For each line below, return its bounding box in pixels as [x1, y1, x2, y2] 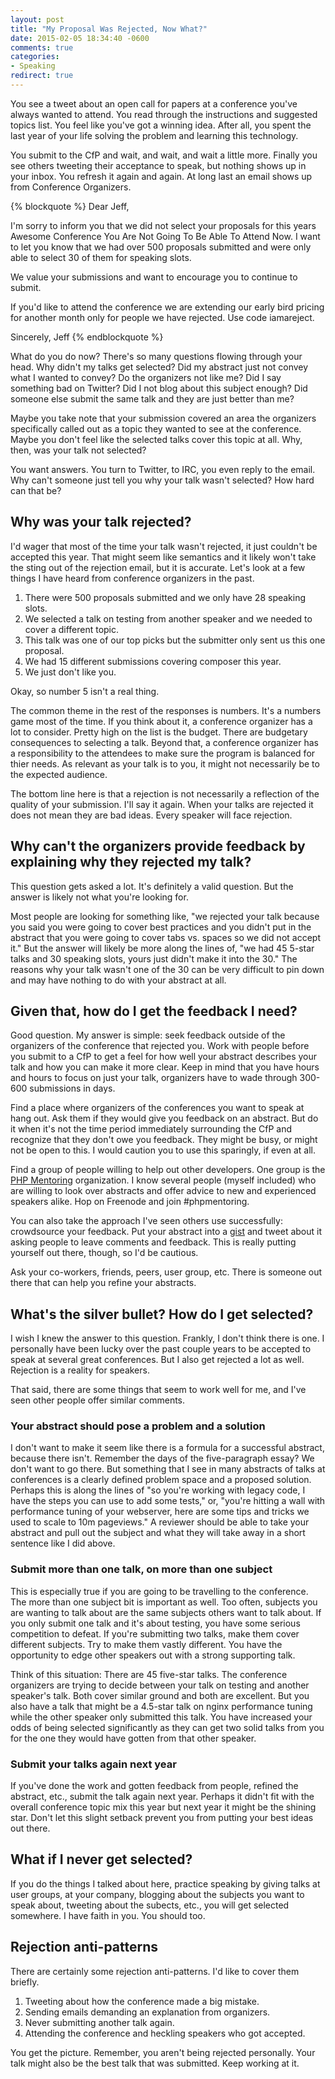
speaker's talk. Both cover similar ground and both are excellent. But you [10, 1689, 310, 1701]
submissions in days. [29, 1082, 116, 1095]
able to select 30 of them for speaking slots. [10, 251, 192, 263]
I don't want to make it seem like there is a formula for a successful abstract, [10, 1442, 325, 1454]
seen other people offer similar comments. [10, 1394, 186, 1406]
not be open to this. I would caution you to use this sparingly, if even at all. [10, 1144, 316, 1156]
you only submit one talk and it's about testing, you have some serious [10, 1617, 301, 1629]
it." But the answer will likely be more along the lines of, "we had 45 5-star [10, 942, 315, 954]
